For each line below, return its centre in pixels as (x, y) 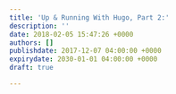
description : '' (39, 26)
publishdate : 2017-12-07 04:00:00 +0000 (86, 51)
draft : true (31, 68)
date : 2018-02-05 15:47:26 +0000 (71, 34)
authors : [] (31, 43)
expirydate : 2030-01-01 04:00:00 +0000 (84, 59)
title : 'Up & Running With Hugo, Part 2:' (89, 17)
